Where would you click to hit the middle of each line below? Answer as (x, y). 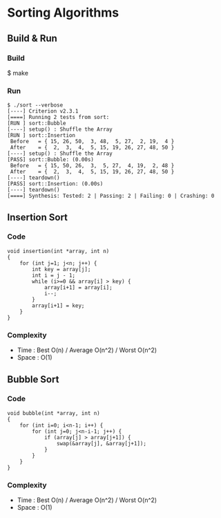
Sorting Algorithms (63, 13)
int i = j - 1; (54, 275)
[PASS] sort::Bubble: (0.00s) (51, 160)
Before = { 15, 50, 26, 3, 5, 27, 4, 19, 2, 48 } (92, 166)
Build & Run (32, 38)
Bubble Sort (33, 379)
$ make (18, 73)
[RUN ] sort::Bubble (37, 123)
